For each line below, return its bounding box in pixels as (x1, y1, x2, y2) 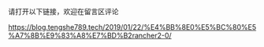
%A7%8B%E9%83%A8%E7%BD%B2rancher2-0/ (8, 31, 172, 40)
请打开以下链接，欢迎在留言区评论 (8, 7, 119, 16)
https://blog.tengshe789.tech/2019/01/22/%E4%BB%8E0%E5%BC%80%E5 (8, 23, 257, 31)
